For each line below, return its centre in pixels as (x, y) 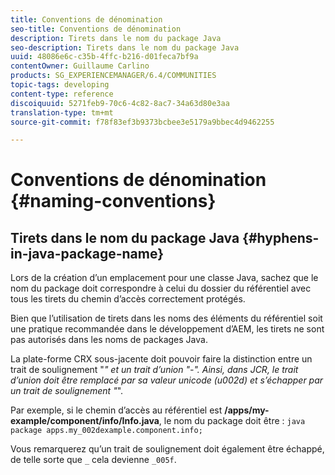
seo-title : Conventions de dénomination (96, 29)
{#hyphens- (281, 237)
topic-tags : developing (60, 85)
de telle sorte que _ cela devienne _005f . (93, 460)
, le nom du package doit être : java (232, 421)
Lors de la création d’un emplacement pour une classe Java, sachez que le (164, 278)
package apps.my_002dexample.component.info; (106, 431)
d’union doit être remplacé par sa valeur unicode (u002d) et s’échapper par (167, 380)
